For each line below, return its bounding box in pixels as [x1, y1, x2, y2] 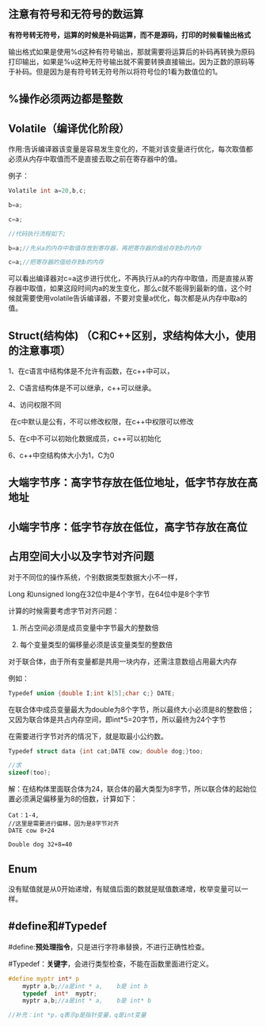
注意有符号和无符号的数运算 [8, 7, 144, 21]
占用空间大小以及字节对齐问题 [8, 550, 154, 563]
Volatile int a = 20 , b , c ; [8, 187, 87, 195]
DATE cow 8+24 [8, 827, 55, 835]
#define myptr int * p [8, 975, 80, 983]
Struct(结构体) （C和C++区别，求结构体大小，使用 [8, 328, 256, 343]
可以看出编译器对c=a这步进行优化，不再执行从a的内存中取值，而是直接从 [8, 274, 247, 283]
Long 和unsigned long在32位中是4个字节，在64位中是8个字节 [8, 589, 211, 599]
